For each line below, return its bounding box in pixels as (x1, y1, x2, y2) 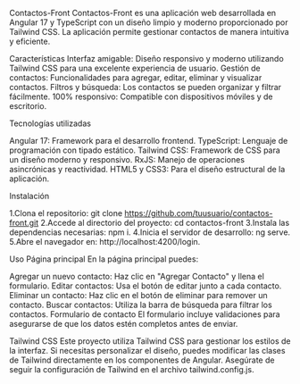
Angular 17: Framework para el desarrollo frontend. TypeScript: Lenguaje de (9, 136, 288, 146)
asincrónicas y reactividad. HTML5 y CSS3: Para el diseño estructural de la (9, 164, 286, 174)
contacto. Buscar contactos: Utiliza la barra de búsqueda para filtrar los (9, 299, 272, 310)
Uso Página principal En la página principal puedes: (9, 254, 199, 264)
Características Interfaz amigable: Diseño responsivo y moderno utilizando (9, 54, 284, 63)
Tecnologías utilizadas (9, 118, 92, 129)
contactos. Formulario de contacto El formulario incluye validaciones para (9, 309, 280, 320)
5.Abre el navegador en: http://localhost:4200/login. (9, 237, 201, 246)
